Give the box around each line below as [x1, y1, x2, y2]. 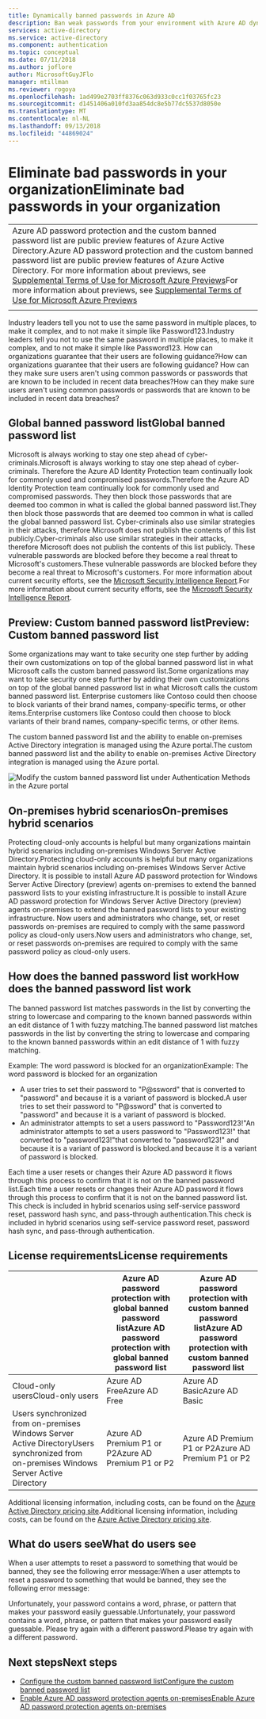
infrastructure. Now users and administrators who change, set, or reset [8, 913, 240, 923]
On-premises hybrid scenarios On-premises [8, 804, 229, 817]
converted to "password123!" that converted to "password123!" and [19, 1135, 239, 1144]
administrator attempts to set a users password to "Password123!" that [19, 1126, 251, 1136]
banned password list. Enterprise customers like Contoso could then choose [8, 691, 257, 701]
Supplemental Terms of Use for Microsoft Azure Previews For [12, 274, 238, 285]
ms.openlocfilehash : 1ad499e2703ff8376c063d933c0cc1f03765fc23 [8, 93, 222, 101]
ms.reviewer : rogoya [8, 85, 77, 94]
